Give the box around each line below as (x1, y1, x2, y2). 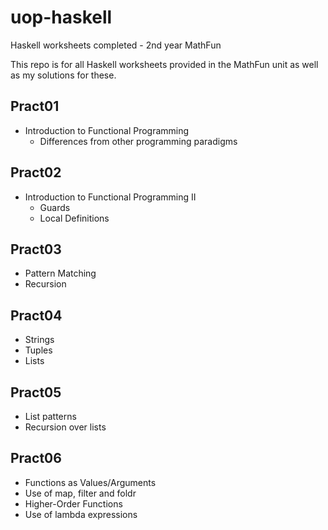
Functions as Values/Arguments (24, 476, 157, 488)
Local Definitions (39, 212, 110, 224)
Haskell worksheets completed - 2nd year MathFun (10, 39, 222, 51)
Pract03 (10, 241, 62, 258)
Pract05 (10, 384, 62, 401)
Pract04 (10, 307, 63, 324)
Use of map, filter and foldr (24, 487, 137, 499)
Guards (39, 201, 71, 213)
